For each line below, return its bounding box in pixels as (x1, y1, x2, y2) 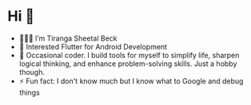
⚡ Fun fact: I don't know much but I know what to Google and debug (18, 76, 244, 86)
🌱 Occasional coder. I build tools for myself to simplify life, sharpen (18, 50, 240, 60)
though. (18, 67, 46, 76)
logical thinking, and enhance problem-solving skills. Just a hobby (18, 59, 237, 68)
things (18, 87, 41, 97)
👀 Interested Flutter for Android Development (18, 41, 168, 51)
